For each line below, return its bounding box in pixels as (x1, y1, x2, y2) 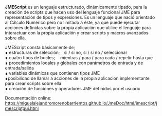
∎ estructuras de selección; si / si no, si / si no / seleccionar (5, 50, 127, 55)
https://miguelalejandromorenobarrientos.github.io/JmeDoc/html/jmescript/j (5, 100, 157, 106)
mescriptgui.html (5, 105, 39, 111)
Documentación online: (5, 95, 52, 101)
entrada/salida (5, 65, 34, 71)
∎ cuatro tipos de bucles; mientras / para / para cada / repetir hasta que (5, 55, 153, 60)
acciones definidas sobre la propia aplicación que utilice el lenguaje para (5, 25, 151, 31)
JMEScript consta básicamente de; (5, 45, 75, 50)
